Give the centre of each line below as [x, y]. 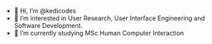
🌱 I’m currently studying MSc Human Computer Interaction [99, 33]
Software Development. [48, 25]
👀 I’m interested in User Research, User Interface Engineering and [110, 18]
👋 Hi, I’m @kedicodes [45, 11]
